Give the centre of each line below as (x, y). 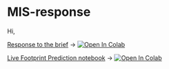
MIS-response (49, 12)
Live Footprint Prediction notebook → (60, 58)
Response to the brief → (41, 44)
